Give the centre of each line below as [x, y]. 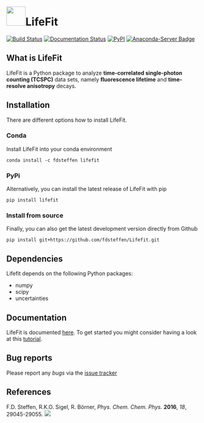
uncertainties [32, 298]
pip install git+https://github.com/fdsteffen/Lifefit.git [83, 240]
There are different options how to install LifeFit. [67, 120]
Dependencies [35, 259]
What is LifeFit [34, 58]
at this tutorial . [24, 339]
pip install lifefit [33, 200]
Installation [28, 105]
